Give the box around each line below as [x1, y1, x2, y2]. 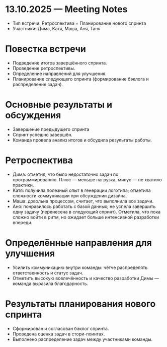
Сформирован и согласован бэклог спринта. [12, 325, 109, 331]
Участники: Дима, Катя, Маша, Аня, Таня [12, 25, 101, 31]
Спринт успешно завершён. [12, 131, 73, 137]
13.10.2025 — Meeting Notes [5, 4, 128, 15]
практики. [12, 182, 34, 188]
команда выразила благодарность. [12, 281, 89, 287]
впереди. [12, 219, 33, 225]
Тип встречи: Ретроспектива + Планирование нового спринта [12, 20, 146, 26]
